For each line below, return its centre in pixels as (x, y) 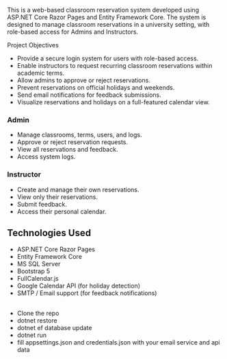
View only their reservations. (57, 197)
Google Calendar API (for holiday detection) (79, 286)
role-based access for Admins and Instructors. (73, 32)
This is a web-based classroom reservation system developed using (103, 10)
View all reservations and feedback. (67, 150)
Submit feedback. (42, 204)
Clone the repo (38, 313)
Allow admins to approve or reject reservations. (83, 80)
